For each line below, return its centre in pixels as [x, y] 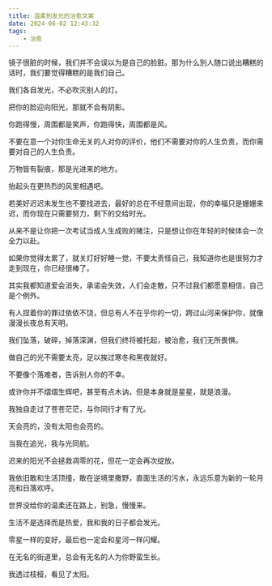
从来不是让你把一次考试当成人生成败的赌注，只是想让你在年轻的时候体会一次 [136, 231]
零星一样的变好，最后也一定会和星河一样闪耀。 [86, 540]
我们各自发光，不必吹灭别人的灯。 [65, 90]
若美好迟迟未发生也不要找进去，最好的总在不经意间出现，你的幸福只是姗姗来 [136, 203]
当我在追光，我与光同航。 [51, 443]
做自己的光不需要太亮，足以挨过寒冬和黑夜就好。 [90, 357]
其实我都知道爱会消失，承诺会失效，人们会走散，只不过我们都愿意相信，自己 [136, 285]
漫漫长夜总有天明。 [40, 323]
